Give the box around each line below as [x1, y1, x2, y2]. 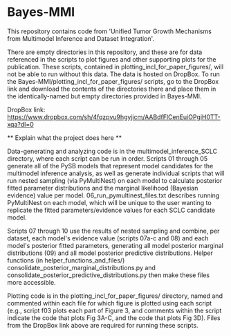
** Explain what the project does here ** [7, 133, 122, 142]
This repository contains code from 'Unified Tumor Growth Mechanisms [7, 27, 212, 35]
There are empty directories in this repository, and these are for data [7, 48, 203, 56]
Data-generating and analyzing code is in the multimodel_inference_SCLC [7, 147, 218, 155]
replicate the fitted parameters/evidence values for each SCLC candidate [7, 206, 216, 214]
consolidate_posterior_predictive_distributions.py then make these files [7, 271, 210, 279]
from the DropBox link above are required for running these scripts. [7, 321, 198, 329]
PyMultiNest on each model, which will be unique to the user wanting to [7, 198, 212, 206]
